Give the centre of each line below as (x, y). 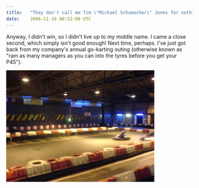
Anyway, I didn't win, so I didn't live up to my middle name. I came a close (96, 36)
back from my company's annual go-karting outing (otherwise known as (94, 49)
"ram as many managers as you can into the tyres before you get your (92, 55)
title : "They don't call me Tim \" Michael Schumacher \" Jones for (92, 12)
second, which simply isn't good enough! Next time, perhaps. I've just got (96, 43)
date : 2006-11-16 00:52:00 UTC (49, 19)
